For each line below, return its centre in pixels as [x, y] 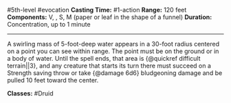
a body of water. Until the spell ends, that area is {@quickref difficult [104, 58]
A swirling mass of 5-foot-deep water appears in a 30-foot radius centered [113, 44]
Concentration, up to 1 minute [49, 24]
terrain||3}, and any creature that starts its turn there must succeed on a [109, 65]
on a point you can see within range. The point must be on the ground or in [113, 51]
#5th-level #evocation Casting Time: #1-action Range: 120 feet [97, 10]
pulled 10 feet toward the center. [53, 80]
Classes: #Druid [30, 93]
